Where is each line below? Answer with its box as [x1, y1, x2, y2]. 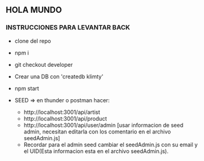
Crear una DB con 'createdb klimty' [14, 73, 104, 80]
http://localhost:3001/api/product [23, 114, 107, 122]
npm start [14, 84, 39, 92]
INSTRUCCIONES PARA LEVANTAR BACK [5, 23, 131, 32]
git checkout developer [14, 61, 73, 68]
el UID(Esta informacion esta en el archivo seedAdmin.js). [23, 147, 169, 155]
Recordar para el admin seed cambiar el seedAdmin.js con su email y [23, 141, 198, 148]
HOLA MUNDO [5, 5, 62, 15]
